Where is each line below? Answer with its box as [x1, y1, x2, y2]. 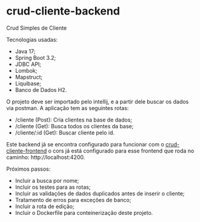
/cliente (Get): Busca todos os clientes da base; [15, 122, 134, 129]
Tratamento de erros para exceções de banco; [15, 196, 132, 203]
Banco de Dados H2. [15, 86, 67, 93]
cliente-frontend [6, 147, 47, 154]
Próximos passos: [6, 165, 51, 172]
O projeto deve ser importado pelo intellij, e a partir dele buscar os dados [6, 98, 189, 105]
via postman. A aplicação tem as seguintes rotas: [6, 104, 129, 111]
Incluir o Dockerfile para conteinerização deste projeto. [15, 209, 153, 216]
